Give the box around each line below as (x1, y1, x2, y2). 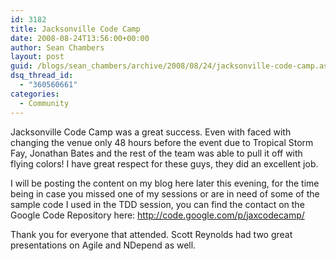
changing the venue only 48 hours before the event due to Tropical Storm (10, 136, 314, 148)
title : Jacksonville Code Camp (10, 24, 141, 34)
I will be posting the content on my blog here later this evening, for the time (10, 177, 320, 189)
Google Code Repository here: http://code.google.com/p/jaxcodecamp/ (10, 209, 305, 221)
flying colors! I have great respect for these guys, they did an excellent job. (10, 157, 319, 170)
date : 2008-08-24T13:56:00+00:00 (10, 33, 150, 43)
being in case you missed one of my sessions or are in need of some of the (10, 187, 320, 200)
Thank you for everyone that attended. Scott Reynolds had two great (10, 228, 293, 240)
